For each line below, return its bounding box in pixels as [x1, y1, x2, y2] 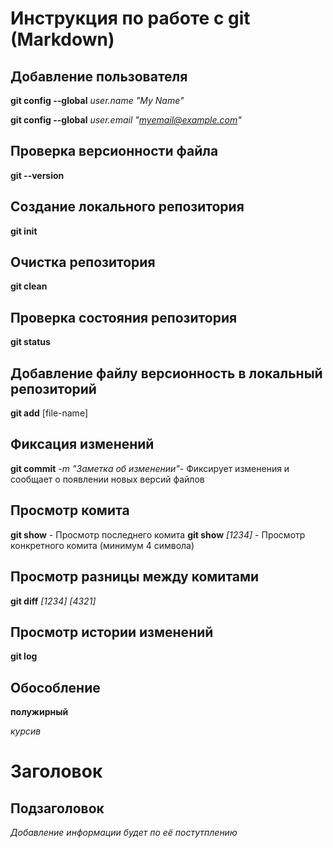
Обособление [10, 679, 101, 696]
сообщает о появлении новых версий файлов [10, 473, 205, 485]
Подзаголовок [10, 800, 105, 817]
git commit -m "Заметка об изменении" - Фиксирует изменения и [10, 462, 290, 474]
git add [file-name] [10, 407, 88, 419]
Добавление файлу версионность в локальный [10, 365, 323, 382]
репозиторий [10, 380, 97, 397]
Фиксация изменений [10, 436, 155, 453]
